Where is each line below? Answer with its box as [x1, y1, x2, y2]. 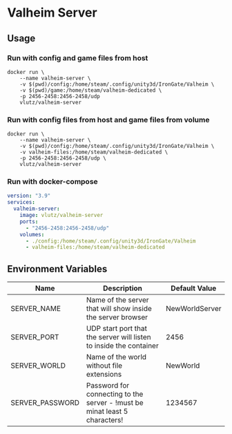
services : [7, 199, 36, 206]
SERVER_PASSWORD [10, 398, 80, 408]
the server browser [86, 312, 148, 322]
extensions [86, 370, 122, 379]
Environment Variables [7, 263, 108, 274]
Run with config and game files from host [7, 53, 148, 63]
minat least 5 [86, 406, 128, 416]
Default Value [171, 283, 217, 293]
